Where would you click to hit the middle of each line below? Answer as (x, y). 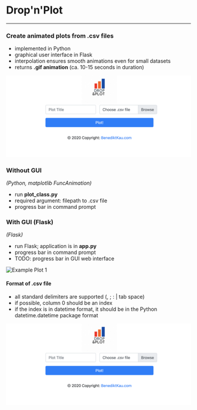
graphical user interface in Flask (53, 55)
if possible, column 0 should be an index (63, 303)
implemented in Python (43, 49)
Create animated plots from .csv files (60, 36)
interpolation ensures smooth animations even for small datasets (93, 61)
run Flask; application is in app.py (55, 246)
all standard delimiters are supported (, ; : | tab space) (79, 296)
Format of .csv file (29, 283)
